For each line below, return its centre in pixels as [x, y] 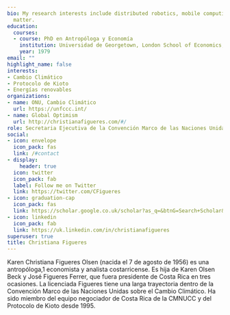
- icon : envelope [32, 141]
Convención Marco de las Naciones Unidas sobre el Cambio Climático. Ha [111, 291]
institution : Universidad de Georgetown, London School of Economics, [122, 45]
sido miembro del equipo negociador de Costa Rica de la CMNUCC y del [110, 299]
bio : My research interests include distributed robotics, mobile [104, 13]
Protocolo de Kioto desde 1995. [51, 306]
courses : [26, 33]
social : [18, 134]
